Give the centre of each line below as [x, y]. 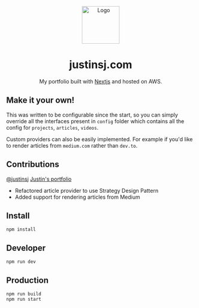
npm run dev [21, 262]
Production [28, 280]
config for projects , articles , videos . [52, 127]
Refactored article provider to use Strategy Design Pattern [87, 190]
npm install [21, 230]
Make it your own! [40, 101]
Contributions [33, 165]
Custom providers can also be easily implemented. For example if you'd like [99, 139]
